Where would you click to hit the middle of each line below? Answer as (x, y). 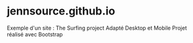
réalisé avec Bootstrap (35, 34)
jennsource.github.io (61, 11)
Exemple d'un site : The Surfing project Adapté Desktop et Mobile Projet (97, 28)
